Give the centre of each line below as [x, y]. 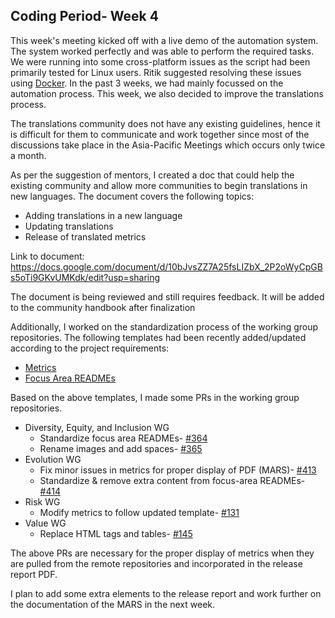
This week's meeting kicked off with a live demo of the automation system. [164, 40]
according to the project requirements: [90, 348]
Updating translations [69, 226]
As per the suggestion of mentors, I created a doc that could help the [152, 175]
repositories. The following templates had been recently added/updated [158, 337]
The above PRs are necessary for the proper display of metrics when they [162, 553]
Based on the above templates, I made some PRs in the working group [155, 397]
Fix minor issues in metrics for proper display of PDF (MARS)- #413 [178, 470]
